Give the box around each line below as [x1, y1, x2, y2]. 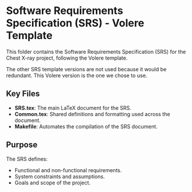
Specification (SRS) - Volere [6, 16, 145, 30]
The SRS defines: [6, 155, 48, 162]
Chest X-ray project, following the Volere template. [6, 54, 128, 61]
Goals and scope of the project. [14, 179, 91, 186]
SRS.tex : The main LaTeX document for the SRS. [14, 104, 132, 111]
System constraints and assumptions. [14, 173, 105, 180]
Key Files [6, 89, 40, 99]
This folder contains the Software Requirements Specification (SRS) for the [6, 48, 186, 55]
